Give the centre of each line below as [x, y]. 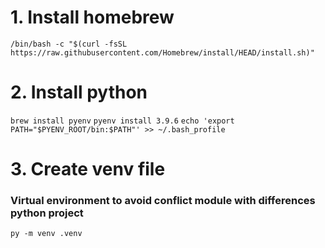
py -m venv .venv [46, 234]
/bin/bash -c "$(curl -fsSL [69, 44]
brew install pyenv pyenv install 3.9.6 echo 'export [122, 121]
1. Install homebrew [92, 17]
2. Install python [79, 92]
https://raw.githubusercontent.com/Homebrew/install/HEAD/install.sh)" [162, 52]
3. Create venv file [88, 169]
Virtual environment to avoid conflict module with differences [163, 200]
